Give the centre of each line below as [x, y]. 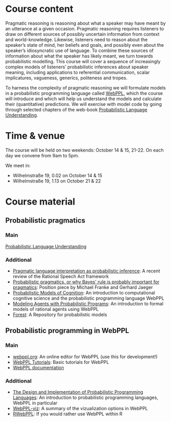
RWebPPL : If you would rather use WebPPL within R [68, 414]
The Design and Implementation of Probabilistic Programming [78, 392]
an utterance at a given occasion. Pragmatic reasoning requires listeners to [85, 28]
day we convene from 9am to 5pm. [42, 155]
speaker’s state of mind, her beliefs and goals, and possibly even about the [85, 45]
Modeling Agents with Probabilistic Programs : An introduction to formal [88, 304]
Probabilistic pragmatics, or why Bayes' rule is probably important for [86, 282]
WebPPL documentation [38, 368]
